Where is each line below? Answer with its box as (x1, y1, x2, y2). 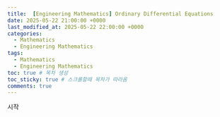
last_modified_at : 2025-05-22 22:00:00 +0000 (7, 23, 144, 30)
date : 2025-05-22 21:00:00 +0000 (7, 17, 106, 24)
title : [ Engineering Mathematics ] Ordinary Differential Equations (7, 10, 214, 18)
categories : (7, 30, 42, 37)
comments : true (7, 82, 52, 90)
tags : (7, 50, 23, 57)
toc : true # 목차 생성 (7, 69, 69, 76)
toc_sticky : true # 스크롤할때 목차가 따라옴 (7, 75, 127, 83)
